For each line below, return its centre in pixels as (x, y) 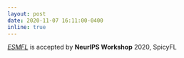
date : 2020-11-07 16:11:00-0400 (55, 21)
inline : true (27, 27)
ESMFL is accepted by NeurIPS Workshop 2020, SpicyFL (92, 47)
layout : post (27, 14)
